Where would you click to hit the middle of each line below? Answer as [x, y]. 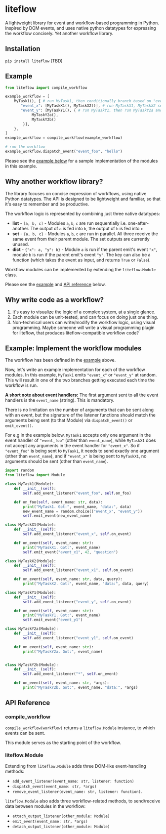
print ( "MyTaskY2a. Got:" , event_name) [63, 651]
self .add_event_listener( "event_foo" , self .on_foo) [77, 493]
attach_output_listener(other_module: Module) [61, 816]
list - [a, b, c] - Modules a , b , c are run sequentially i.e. [69, 223]
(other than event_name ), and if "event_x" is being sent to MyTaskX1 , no [76, 456]
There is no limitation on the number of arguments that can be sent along [80, 410]
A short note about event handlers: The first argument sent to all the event [82, 395]
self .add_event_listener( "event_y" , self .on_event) [77, 602]
